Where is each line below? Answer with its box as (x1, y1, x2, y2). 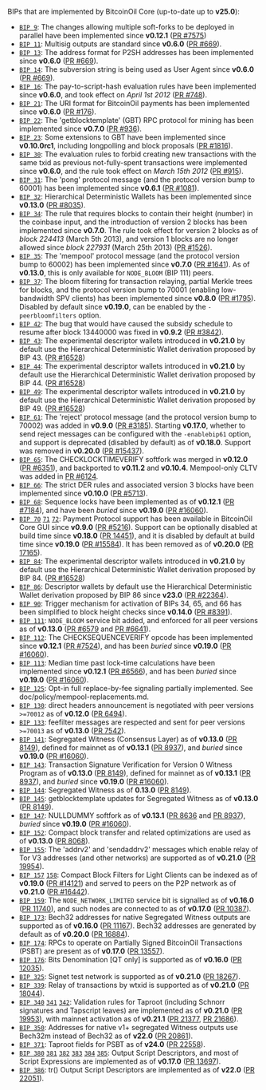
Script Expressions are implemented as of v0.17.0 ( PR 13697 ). (18, 1056, 221, 1066)
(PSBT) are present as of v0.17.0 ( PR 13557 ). (18, 946, 165, 956)
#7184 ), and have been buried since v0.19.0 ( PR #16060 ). (18, 506, 209, 515)
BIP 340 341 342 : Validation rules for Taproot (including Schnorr (18, 997, 225, 1006)
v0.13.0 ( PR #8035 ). (18, 200, 86, 210)
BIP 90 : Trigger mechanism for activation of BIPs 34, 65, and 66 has (18, 598, 242, 608)
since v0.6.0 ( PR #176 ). (18, 107, 97, 117)
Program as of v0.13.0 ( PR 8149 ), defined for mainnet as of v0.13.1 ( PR (18, 768, 252, 777)
